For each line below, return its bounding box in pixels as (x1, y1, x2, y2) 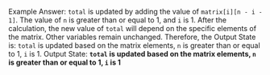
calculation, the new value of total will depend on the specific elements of (8, 24, 256, 33)
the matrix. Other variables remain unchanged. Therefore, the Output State (8, 32, 256, 41)
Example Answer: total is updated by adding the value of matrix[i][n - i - (8, 7, 263, 16)
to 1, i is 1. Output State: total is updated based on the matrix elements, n (8, 49, 256, 58)
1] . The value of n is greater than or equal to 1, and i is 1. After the (8, 15, 227, 25)
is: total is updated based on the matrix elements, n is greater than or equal (8, 41, 260, 50)
